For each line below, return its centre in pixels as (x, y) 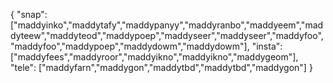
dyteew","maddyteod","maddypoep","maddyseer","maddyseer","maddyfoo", (167, 35)
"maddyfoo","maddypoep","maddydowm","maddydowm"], (130, 46)
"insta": (267, 46)
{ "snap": (29, 14)
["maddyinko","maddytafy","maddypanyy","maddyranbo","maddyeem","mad (167, 25)
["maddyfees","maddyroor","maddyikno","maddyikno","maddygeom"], (154, 57)
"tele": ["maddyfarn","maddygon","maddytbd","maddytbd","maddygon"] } (161, 67)
